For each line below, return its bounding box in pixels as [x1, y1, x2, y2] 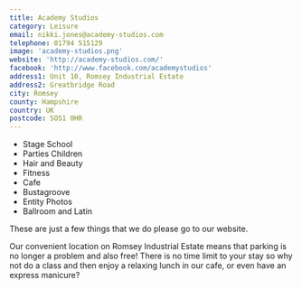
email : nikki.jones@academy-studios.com [9, 30, 165, 39]
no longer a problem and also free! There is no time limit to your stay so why [9, 250, 293, 262]
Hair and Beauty [22, 158, 83, 169]
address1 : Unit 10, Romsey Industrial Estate [9, 72, 184, 81]
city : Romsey [9, 89, 59, 98]
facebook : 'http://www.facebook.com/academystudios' [9, 64, 212, 73]
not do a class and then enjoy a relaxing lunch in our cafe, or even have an [9, 260, 287, 271]
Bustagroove [22, 187, 71, 198]
